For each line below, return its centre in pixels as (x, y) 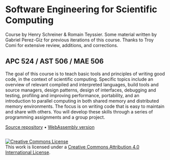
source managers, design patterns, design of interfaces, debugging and (81, 90)
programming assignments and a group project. (55, 117)
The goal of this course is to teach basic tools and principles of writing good (85, 74)
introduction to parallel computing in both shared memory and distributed (82, 101)
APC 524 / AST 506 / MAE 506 (54, 62)
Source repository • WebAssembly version (50, 127)
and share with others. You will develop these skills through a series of (79, 111)
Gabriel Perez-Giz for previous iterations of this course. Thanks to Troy (80, 40)
